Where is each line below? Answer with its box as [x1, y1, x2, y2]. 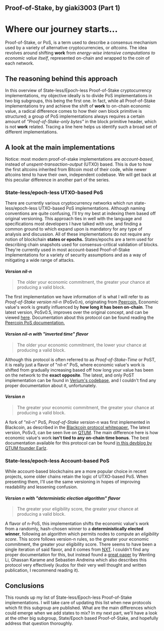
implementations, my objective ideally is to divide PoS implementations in [5, 93, 152, 99]
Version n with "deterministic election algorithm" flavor [5, 495, 121, 501]
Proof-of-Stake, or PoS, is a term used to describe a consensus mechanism [5, 40, 157, 45]
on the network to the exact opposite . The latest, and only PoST [5, 372, 134, 378]
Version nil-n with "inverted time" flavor [5, 331, 89, 337]
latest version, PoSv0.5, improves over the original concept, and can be [5, 310, 149, 315]
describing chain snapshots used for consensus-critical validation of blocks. [5, 242, 159, 248]
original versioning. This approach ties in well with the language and [5, 216, 142, 222]
